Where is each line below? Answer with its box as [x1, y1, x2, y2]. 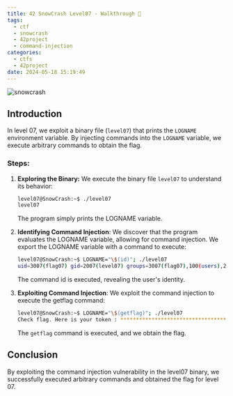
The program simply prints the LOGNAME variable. [17, 214, 163, 223]
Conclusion [7, 349, 58, 361]
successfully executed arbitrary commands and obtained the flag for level [7, 374, 219, 383]
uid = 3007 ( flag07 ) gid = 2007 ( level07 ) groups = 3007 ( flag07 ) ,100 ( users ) [17, 263, 220, 270]
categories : [7, 49, 42, 56]
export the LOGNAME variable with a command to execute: [17, 243, 186, 251]
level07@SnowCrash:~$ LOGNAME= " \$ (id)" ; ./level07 [17, 256, 168, 264]
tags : [7, 17, 23, 24]
